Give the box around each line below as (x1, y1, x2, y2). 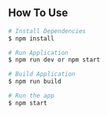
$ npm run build (8, 78, 61, 86)
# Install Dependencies (8, 27, 87, 35)
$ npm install (8, 35, 55, 43)
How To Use (8, 6, 69, 20)
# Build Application (8, 70, 76, 78)
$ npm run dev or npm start (8, 56, 101, 64)
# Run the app (8, 92, 55, 100)
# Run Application (8, 49, 69, 57)
